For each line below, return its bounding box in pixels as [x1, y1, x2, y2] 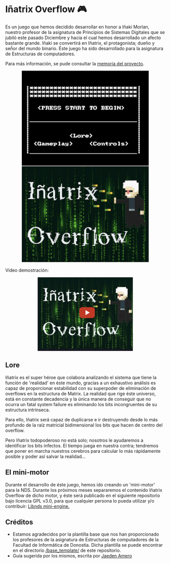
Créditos [5, 518, 33, 526]
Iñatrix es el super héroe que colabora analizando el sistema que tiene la [5, 374, 157, 380]
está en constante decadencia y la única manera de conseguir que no [5, 396, 151, 402]
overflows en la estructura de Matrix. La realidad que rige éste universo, [5, 390, 156, 396]
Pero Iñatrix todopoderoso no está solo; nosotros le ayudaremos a [5, 437, 144, 443]
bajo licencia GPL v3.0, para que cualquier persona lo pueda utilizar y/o [5, 497, 155, 504]
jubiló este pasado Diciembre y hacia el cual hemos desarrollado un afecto [5, 35, 161, 41]
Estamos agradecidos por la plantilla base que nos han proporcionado [12, 531, 159, 538]
